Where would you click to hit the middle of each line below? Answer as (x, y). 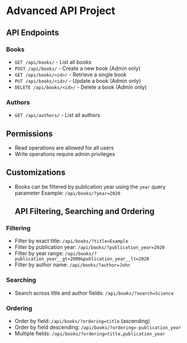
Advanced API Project (61, 11)
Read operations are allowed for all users (64, 148)
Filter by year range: (39, 254)
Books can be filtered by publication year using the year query (90, 187)
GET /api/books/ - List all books (53, 62)
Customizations (36, 173)
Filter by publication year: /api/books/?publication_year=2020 (89, 247)
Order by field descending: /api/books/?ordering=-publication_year (98, 327)
